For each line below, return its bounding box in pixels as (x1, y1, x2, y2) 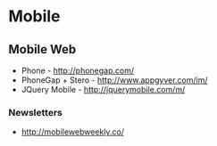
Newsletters (8, 106, 63, 118)
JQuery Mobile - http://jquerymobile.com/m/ (21, 85, 186, 94)
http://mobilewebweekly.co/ (21, 126, 124, 137)
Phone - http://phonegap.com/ (21, 65, 135, 76)
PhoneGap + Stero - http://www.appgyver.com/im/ (21, 75, 208, 85)
